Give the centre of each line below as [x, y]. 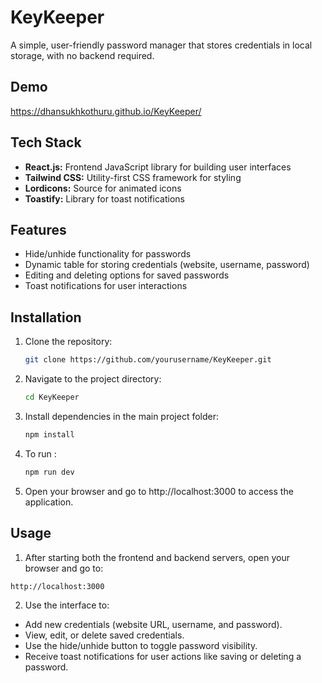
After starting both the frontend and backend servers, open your [157, 557]
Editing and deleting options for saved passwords [127, 275]
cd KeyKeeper [52, 397]
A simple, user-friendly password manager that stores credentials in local [161, 45]
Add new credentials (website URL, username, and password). [153, 625]
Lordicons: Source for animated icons [103, 188]
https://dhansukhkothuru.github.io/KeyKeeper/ [106, 111]
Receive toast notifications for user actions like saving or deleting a [163, 657]
